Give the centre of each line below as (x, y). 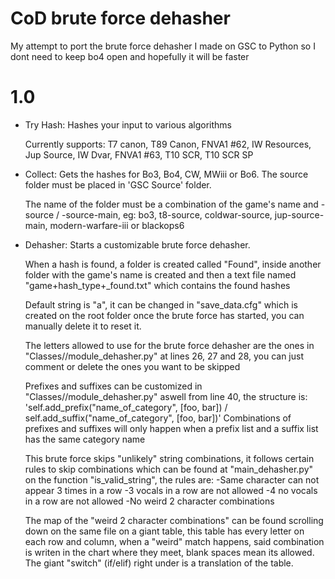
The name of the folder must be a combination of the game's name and (171, 204)
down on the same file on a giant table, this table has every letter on (164, 531)
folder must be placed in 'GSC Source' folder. (118, 184)
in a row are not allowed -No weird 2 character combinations (149, 501)
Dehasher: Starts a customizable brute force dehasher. (137, 244)
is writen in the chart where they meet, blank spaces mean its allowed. (169, 552)
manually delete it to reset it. (83, 326)
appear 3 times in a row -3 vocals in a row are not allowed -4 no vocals (171, 490)
